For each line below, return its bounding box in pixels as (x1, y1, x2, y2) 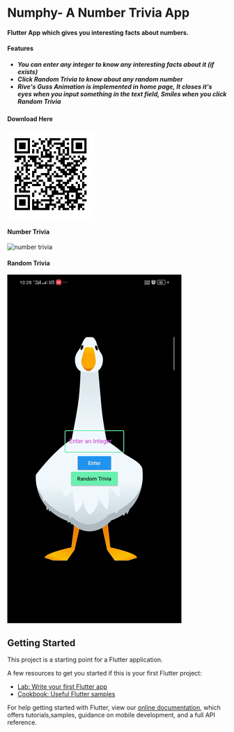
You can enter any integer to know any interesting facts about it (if (17, 60, 214, 68)
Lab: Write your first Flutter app (17, 683, 108, 691)
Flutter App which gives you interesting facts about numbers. (7, 28, 189, 36)
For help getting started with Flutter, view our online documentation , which (7, 703, 221, 712)
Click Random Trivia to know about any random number (17, 75, 183, 83)
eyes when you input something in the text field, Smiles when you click (17, 89, 227, 98)
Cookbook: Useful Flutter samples (17, 690, 116, 699)
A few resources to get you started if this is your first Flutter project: (7, 669, 202, 678)
